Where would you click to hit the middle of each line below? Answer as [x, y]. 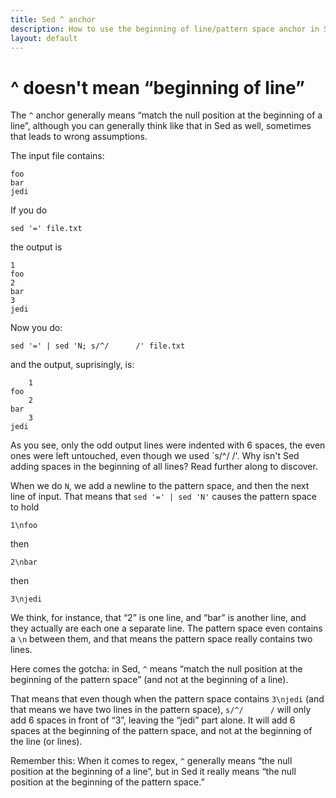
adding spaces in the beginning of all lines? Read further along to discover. [164, 467]
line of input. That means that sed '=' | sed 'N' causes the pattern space [164, 497]
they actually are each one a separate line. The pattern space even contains [166, 628]
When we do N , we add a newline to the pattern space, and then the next [160, 486]
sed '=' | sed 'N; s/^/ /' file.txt [98, 346]
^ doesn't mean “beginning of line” [157, 87]
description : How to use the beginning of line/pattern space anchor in [165, 29]
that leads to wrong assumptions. [79, 137]
